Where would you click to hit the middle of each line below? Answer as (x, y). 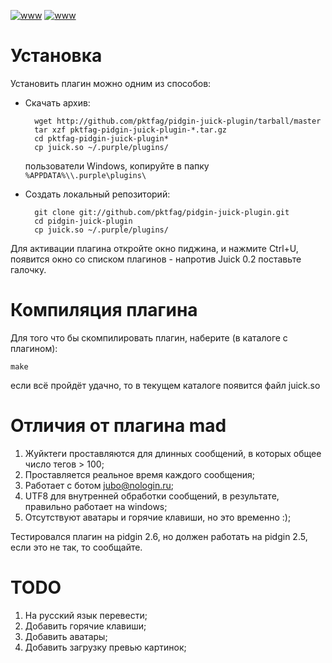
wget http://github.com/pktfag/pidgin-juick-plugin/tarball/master (178, 121)
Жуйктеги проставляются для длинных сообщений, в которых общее (173, 453)
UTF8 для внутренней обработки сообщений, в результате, (152, 496)
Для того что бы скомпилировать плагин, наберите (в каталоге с (149, 337)
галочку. (28, 269)
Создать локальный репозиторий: (97, 194)
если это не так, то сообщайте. (76, 547)
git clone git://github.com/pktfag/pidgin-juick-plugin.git (162, 212)
